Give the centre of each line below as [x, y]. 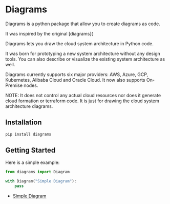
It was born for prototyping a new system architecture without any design [83, 53]
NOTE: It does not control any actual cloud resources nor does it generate [83, 95]
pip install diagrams [28, 134]
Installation [24, 123]
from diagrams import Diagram [38, 172]
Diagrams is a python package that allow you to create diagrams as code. [83, 24]
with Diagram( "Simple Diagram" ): [41, 181]
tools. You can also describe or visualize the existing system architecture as [85, 59]
